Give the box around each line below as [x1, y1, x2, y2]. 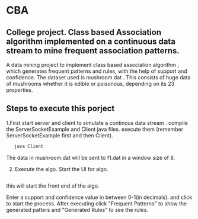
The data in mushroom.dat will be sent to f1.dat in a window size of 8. [6, 154, 175, 161]
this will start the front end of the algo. [6, 182, 100, 189]
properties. [6, 86, 33, 94]
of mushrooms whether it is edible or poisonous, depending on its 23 [6, 80, 175, 87]
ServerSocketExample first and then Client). [6, 131, 114, 139]
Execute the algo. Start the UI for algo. [14, 165, 108, 172]
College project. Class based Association [6, 27, 162, 37]
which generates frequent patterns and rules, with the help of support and [6, 67, 188, 75]
